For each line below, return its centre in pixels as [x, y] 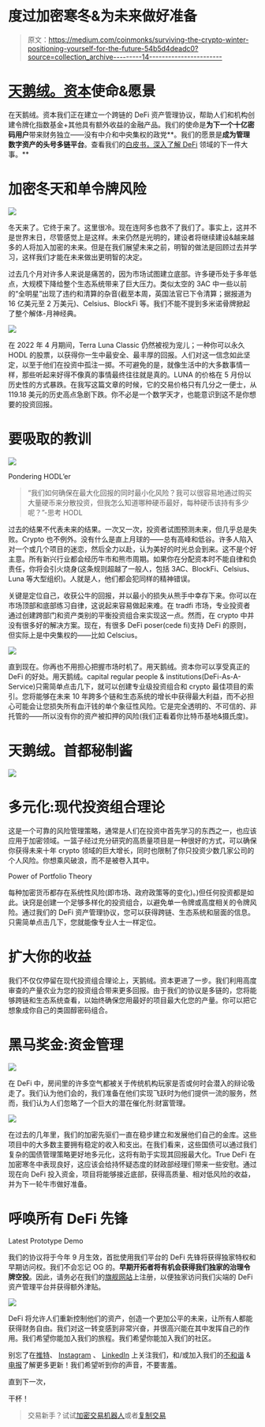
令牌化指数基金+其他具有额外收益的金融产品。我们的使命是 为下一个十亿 [131, 124]
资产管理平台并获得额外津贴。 [56, 1287]
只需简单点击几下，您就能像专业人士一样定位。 [84, 922]
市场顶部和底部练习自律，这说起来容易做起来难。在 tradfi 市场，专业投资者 [129, 605]
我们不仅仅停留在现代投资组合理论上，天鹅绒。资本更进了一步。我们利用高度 [132, 980]
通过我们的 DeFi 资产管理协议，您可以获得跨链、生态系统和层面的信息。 [138, 912]
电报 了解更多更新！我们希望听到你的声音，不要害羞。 [95, 1365]
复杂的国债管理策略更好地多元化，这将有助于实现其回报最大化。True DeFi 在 [132, 1154]
